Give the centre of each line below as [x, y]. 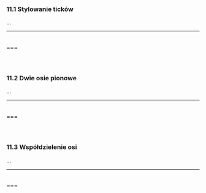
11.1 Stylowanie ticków [40, 9]
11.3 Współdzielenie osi [42, 147]
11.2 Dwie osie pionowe [41, 78]
